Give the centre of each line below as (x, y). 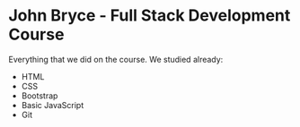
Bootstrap (40, 96)
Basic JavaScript (53, 105)
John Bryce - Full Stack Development (150, 16)
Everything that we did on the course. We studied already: (116, 59)
